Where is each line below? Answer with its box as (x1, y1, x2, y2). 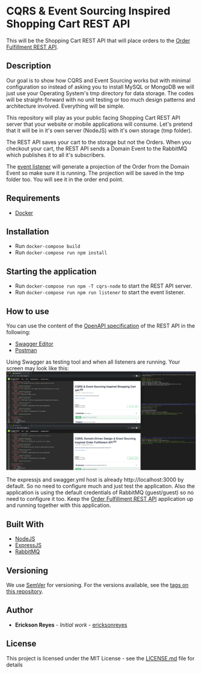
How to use (6, 306, 49, 317)
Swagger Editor (14, 340, 54, 347)
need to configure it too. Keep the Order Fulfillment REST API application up (6, 495, 194, 503)
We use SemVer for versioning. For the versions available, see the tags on (6, 581, 189, 588)
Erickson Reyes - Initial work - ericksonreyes (14, 621, 127, 628)
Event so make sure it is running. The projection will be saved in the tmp (6, 169, 185, 176)
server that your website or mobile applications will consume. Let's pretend (6, 120, 193, 128)
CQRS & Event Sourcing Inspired (6, 4, 171, 18)
